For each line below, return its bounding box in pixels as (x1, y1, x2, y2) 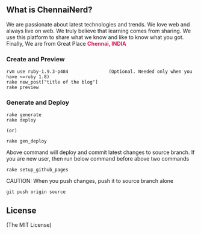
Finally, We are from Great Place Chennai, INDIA (6, 40, 126, 47)
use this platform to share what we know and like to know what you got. (6, 33, 184, 41)
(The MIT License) (6, 221, 52, 229)
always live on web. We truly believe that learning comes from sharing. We (6, 27, 191, 34)
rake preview (6, 84, 39, 91)
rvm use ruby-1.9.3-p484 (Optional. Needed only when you (6, 69, 193, 75)
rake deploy (6, 117, 36, 123)
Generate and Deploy (6, 99, 70, 107)
